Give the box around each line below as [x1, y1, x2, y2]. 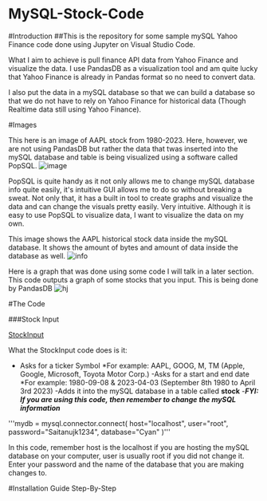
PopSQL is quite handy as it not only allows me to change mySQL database [8, 176, 255, 186]
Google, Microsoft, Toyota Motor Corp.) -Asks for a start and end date [19, 369, 249, 379]
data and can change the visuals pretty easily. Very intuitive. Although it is [8, 201, 251, 211]
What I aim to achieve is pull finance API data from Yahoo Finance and [8, 55, 239, 65]
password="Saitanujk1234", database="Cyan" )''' [8, 427, 171, 436]
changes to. [8, 467, 48, 477]
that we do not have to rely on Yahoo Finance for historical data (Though [8, 96, 246, 105]
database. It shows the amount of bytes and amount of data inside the [8, 243, 239, 252]
